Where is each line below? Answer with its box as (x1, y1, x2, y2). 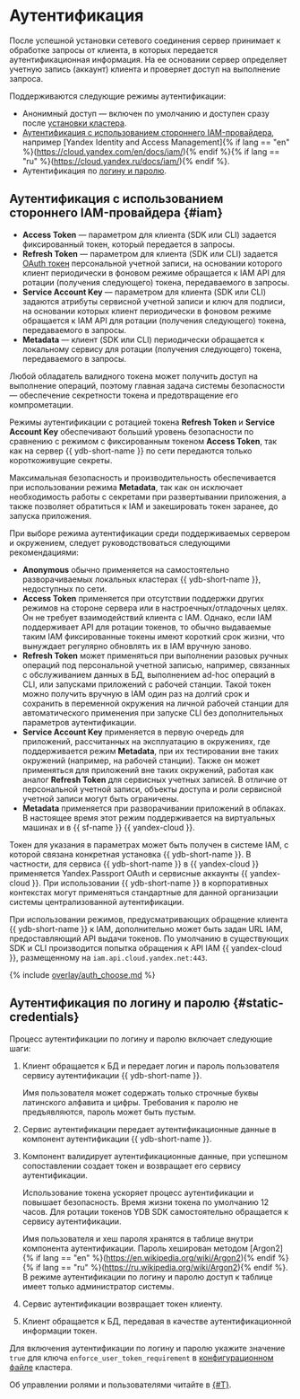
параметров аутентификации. (21, 717, 137, 727)
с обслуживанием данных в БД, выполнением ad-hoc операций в (21, 669, 276, 680)
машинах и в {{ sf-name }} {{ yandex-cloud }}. (21, 822, 195, 832)
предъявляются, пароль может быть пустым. (21, 1106, 197, 1117)
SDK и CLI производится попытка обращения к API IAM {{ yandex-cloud (9, 942, 282, 953)
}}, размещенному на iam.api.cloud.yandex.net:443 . (9, 952, 208, 963)
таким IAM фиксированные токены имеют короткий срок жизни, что (21, 630, 285, 642)
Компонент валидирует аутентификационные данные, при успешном (21, 1150, 288, 1161)
